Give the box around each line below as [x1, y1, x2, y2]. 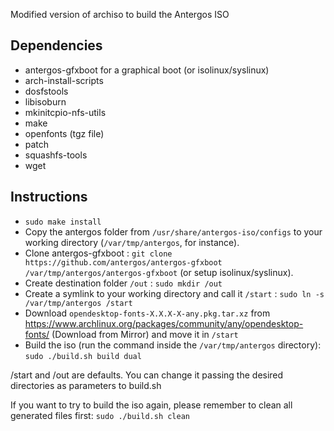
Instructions [10, 189, 88, 206]
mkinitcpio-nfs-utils [24, 106, 107, 118]
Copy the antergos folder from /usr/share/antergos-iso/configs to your [24, 225, 323, 238]
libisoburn [24, 95, 67, 108]
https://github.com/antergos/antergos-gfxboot [24, 257, 223, 268]
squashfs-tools [24, 149, 88, 161]
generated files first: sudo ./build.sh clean [10, 409, 191, 421]
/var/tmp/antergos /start [24, 298, 133, 308]
